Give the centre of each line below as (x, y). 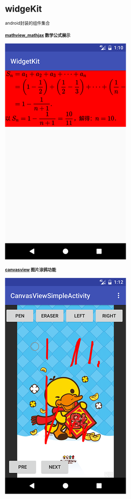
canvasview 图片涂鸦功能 (31, 269)
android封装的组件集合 (28, 23)
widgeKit (23, 9)
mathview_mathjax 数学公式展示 (38, 35)
